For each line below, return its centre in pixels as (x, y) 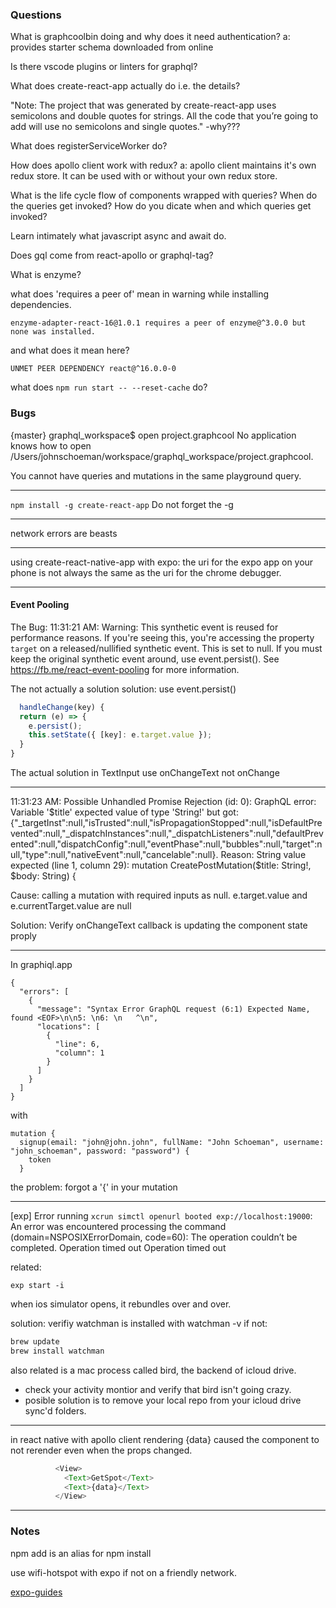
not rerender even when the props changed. (101, 1450)
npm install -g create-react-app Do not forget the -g (122, 504)
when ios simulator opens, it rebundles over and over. (121, 1304)
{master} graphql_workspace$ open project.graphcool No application (153, 435)
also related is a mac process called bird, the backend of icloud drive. (153, 1370)
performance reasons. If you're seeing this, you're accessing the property (162, 637)
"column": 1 (79, 1053)
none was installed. (53, 332)
